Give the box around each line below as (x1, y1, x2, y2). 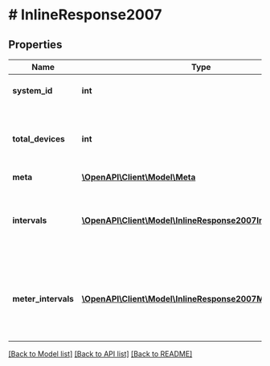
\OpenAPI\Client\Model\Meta (81, 171, 196, 183)
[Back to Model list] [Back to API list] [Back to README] (8, 349, 193, 359)
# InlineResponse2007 (8, 6, 162, 24)
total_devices (12, 134, 66, 144)
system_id (12, 85, 53, 96)
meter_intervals (12, 294, 75, 304)
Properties (8, 38, 63, 51)
